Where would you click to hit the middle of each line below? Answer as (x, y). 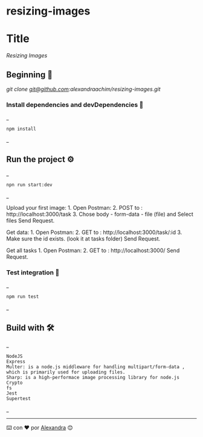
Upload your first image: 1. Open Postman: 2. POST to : (75, 208)
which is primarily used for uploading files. (66, 372)
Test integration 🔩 (33, 272)
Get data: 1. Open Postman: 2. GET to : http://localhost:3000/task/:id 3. (94, 232)
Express (16, 362)
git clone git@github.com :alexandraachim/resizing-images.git (84, 89)
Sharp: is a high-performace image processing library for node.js (93, 378)
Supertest (19, 399)
